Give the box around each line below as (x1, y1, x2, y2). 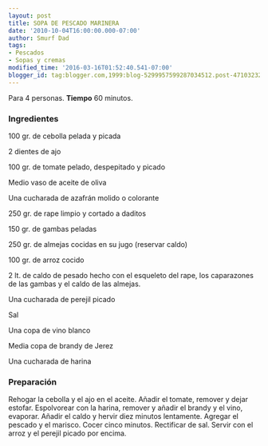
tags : (8, 42, 26, 50)
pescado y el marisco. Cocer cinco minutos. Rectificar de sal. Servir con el (8, 420, 254, 430)
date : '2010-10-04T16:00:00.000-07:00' (8, 26, 141, 34)
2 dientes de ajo (8, 146, 61, 156)
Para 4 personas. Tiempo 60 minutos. (8, 93, 133, 102)
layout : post (8, 11, 52, 20)
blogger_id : (8, 71, 48, 79)
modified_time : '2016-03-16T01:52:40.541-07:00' (8, 64, 173, 72)
